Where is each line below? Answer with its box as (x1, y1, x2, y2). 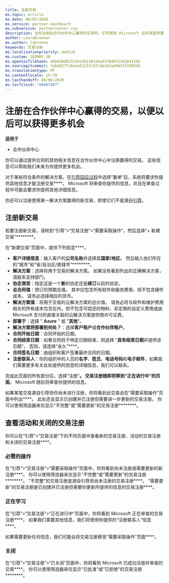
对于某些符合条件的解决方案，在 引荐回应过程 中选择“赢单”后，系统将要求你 (5, 174, 159, 180)
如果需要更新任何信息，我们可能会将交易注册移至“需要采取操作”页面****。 (5, 534, 159, 540)
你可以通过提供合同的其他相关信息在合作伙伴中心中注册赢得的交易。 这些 (5, 157, 156, 163)
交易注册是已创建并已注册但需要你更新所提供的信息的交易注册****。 (16, 484, 157, 490)
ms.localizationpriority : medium (5, 49, 75, 54)
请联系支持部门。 (12, 274, 48, 280)
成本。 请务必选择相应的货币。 (12, 293, 76, 299)
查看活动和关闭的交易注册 (5, 419, 84, 427)
